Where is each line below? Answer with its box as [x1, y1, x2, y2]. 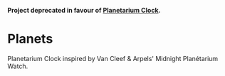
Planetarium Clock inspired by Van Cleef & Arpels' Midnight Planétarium [7, 54, 219, 63]
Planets [7, 31, 53, 47]
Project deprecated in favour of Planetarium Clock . [7, 6, 161, 14]
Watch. [7, 62, 28, 70]
